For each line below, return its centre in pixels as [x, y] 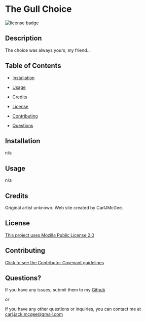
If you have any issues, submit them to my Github [55, 290]
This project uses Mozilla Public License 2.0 [50, 235]
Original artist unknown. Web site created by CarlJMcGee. [64, 208]
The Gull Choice [38, 9]
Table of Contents [33, 66]
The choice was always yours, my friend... [48, 50]
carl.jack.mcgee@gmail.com [34, 314]
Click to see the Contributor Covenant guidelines [55, 262]
